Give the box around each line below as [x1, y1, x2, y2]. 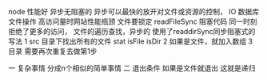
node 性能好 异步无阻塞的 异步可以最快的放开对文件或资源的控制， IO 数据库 [8, 7, 260, 16]
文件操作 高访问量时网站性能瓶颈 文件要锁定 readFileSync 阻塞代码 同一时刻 [8, 17, 257, 26]
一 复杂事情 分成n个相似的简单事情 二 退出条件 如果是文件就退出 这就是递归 [8, 63, 256, 73]
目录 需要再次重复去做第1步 [8, 47, 98, 55]
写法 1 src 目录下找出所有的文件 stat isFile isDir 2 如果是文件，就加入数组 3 [8, 36, 253, 46]
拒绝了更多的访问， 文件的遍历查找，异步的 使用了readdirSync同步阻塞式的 [8, 27, 256, 36]
